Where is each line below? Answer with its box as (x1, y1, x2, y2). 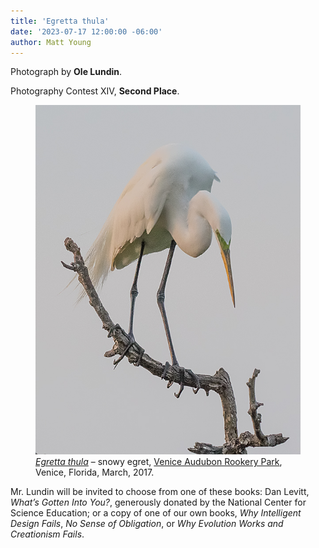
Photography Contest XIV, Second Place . (10, 85, 180, 97)
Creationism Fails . (10, 528, 85, 540)
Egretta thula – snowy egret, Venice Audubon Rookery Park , (35, 456, 283, 468)
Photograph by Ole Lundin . (10, 66, 123, 78)
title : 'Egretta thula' (10, 16, 110, 26)
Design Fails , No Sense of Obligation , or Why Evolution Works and (10, 518, 284, 530)
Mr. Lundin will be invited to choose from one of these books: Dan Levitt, (10, 486, 310, 498)
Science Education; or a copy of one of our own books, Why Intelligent (10, 507, 302, 519)
